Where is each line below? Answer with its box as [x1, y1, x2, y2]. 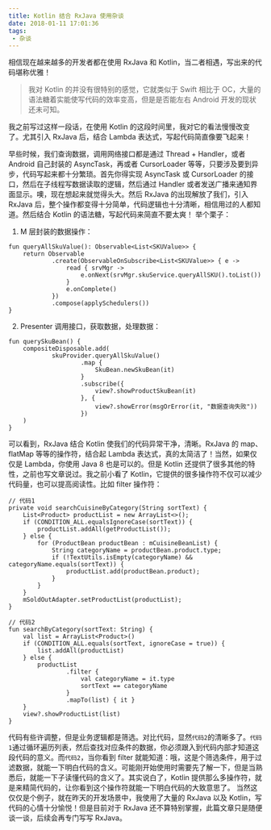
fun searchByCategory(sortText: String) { [8, 626, 153, 634]
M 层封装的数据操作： [19, 227, 93, 236]
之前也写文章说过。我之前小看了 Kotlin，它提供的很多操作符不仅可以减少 [22, 469, 262, 479]
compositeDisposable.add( [23, 344, 110, 353]
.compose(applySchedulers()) [51, 299, 150, 307]
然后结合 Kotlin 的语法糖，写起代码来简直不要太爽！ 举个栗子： [22, 210, 231, 219]
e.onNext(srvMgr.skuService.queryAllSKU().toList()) [80, 271, 262, 279]
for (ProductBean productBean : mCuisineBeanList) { [37, 540, 219, 548]
